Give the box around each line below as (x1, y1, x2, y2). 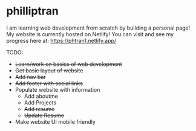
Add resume (24, 105, 55, 112)
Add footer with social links (15, 80, 83, 87)
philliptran (6, 4, 59, 18)
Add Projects (24, 98, 57, 106)
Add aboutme (24, 92, 59, 100)
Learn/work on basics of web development (15, 60, 122, 68)
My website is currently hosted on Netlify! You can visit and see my (6, 30, 174, 37)
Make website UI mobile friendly (15, 118, 96, 125)
